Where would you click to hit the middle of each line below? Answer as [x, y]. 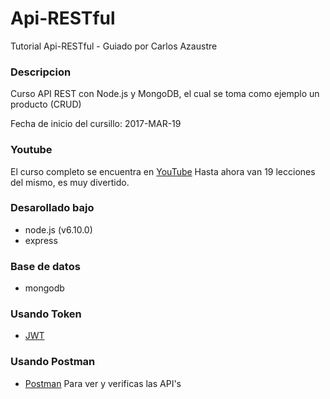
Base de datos [45, 266]
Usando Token [46, 314]
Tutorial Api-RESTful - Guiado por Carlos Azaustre [114, 46]
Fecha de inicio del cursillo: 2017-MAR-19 [96, 124]
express [41, 240]
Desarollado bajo [52, 208]
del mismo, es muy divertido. [70, 182]
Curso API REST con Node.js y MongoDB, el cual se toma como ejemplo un [165, 94]
